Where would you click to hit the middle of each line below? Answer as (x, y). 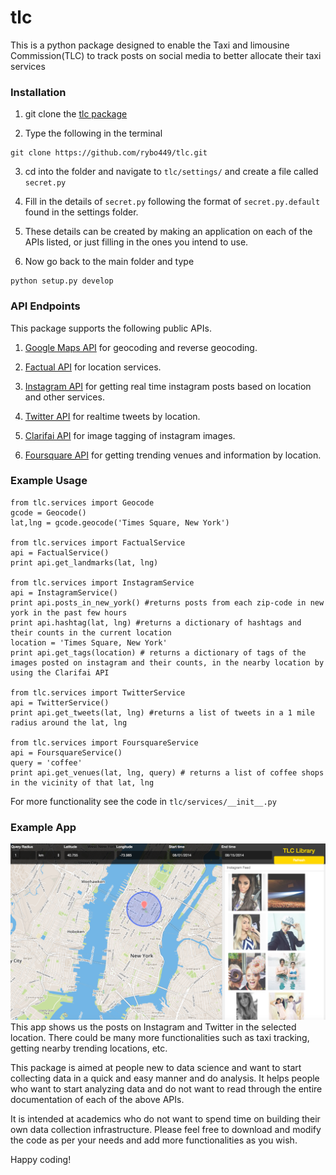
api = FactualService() (60, 552)
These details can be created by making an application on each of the (168, 232)
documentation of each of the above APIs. (97, 1099)
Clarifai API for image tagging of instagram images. (130, 435)
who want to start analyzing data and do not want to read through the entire (166, 1088)
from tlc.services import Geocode (82, 502)
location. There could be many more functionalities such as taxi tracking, (160, 1037)
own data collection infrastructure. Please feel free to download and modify (166, 1129)
